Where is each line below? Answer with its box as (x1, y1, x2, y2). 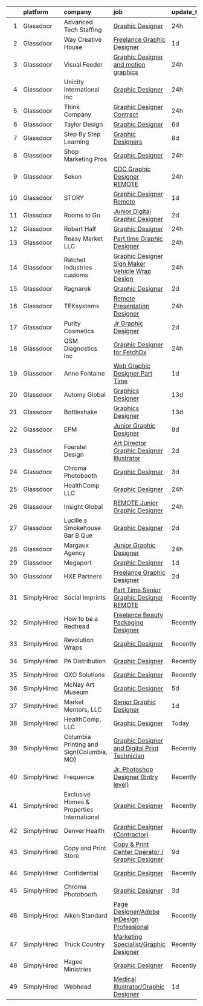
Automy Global (63, 391, 106, 399)
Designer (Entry (113, 773, 158, 781)
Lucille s (63, 516, 88, 525)
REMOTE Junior (113, 499, 158, 507)
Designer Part (113, 369, 153, 377)
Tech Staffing (63, 25, 102, 34)
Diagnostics (63, 345, 98, 352)
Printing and (63, 740, 98, 749)
